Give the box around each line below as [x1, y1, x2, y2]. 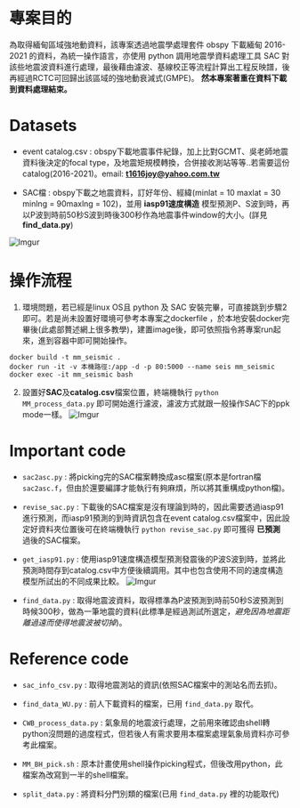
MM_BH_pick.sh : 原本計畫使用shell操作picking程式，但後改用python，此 [21, 758, 283, 769]
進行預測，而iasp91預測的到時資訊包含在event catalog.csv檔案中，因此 [21, 513, 282, 523]
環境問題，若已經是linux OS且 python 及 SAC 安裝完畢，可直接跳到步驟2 [21, 302, 288, 312]
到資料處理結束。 [9, 84, 72, 94]
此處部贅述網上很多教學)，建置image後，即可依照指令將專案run [40, 324, 274, 335]
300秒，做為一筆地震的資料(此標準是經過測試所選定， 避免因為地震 [37, 606, 282, 617]
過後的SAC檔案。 [21, 535, 86, 545]
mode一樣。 [21, 408, 68, 419]
